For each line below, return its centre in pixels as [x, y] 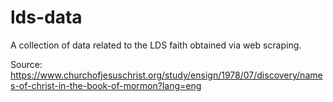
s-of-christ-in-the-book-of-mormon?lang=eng [106, 85]
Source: [26, 64]
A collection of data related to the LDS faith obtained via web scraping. [156, 45]
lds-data [46, 17]
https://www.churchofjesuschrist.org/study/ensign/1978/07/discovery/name [166, 75]
